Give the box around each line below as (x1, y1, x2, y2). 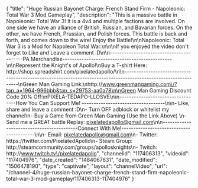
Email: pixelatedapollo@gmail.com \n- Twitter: (47, 131, 158, 138)
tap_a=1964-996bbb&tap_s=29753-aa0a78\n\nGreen (6, 87, 136, 94)
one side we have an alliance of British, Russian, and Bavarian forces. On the (6, 24, 193, 31)
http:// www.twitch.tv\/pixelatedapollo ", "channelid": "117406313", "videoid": (6, 150, 190, 157)
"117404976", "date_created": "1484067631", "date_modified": (6, 157, 157, 163)
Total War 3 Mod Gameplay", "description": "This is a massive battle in (6, 11, 177, 18)
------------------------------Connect (6, 125, 99, 132)
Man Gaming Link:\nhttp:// (38, 81, 103, 88)
